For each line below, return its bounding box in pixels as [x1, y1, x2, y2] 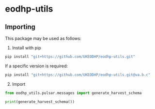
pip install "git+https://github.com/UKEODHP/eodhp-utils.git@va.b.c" [5, 72, 151, 77]
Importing [5, 23, 35, 31]
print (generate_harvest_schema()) [5, 99, 75, 104]
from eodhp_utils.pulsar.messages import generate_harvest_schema [5, 91, 142, 95]
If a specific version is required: [5, 63, 68, 69]
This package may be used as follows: [5, 35, 81, 41]
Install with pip [12, 45, 41, 50]
